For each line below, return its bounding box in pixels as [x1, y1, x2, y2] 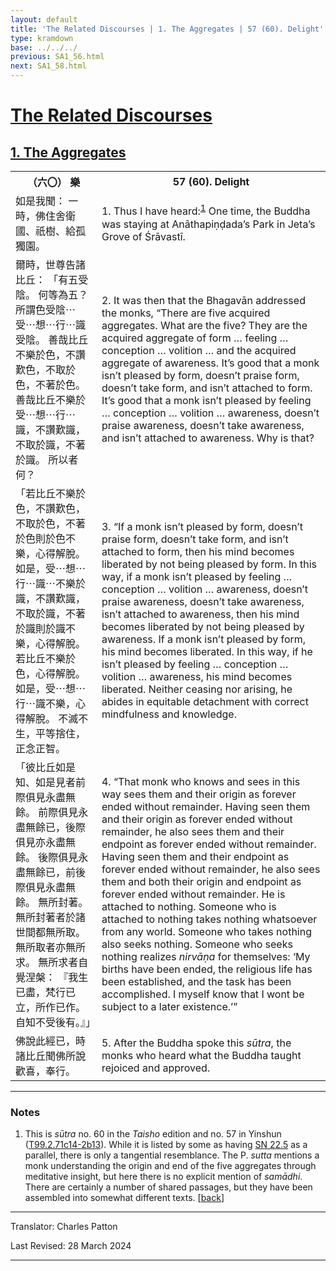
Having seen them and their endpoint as [101, 850, 290, 863]
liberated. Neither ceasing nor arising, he [101, 682, 293, 696]
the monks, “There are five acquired [101, 306, 271, 320]
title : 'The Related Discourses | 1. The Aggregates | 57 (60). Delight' [10, 24, 325, 34]
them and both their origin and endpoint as [101, 875, 302, 888]
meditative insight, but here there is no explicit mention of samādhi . [24, 1171, 303, 1183]
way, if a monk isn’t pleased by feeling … [101, 570, 293, 583]
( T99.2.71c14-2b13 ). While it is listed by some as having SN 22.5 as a [24, 1139, 308, 1151]
